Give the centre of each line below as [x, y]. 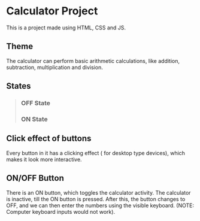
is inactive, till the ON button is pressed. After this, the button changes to [96, 199]
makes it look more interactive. [44, 159]
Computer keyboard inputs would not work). [61, 211]
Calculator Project [52, 11]
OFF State [36, 103]
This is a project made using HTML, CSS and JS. [66, 28]
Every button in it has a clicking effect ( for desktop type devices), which [96, 153]
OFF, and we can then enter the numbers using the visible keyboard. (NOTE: [100, 205]
